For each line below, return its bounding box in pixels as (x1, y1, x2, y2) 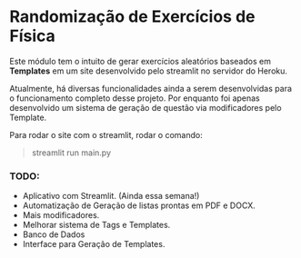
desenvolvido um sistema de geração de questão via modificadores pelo (9, 102, 282, 113)
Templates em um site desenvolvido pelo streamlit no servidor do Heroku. (9, 65, 288, 76)
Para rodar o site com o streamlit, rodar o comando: (9, 129, 203, 140)
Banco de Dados (22, 229, 85, 240)
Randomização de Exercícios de (9, 6, 256, 27)
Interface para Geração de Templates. (22, 239, 166, 250)
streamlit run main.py (31, 147, 112, 158)
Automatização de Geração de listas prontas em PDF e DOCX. (22, 200, 256, 211)
